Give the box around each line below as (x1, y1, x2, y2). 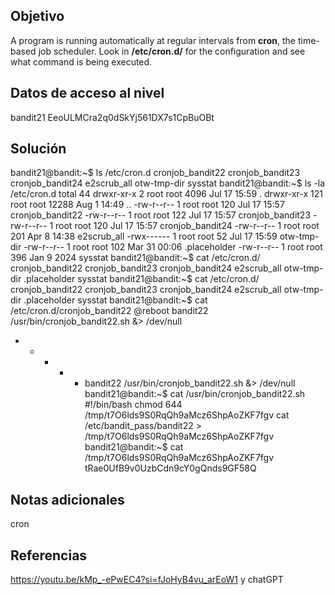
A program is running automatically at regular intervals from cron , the (10, 34, 297, 46)
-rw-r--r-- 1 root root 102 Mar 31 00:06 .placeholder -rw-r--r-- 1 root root (23, 241, 323, 253)
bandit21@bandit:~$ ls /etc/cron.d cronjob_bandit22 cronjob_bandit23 (10, 167, 301, 179)
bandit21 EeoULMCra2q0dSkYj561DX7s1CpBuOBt (10, 111, 215, 123)
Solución (10, 140, 67, 158)
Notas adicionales (10, 491, 125, 508)
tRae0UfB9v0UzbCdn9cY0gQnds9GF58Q (84, 462, 257, 474)
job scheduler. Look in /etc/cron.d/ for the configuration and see (38, 45, 306, 57)
